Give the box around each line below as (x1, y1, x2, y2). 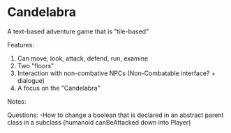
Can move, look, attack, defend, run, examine (17, 54, 149, 63)
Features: (7, 40, 35, 49)
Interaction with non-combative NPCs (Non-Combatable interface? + (17, 69, 216, 77)
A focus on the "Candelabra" (17, 84, 100, 92)
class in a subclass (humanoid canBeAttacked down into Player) (7, 118, 191, 126)
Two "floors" (17, 61, 54, 70)
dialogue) (17, 76, 45, 84)
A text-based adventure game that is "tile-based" (7, 27, 149, 36)
